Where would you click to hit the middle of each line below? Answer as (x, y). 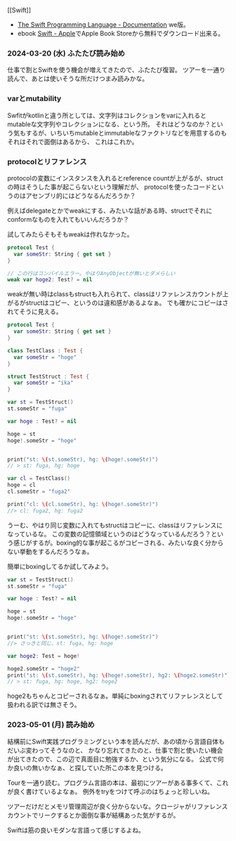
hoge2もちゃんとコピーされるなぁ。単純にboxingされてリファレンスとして (115, 696)
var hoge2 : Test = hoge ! (44, 656)
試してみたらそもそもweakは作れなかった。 (70, 234)
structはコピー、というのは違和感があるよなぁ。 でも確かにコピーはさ (127, 303)
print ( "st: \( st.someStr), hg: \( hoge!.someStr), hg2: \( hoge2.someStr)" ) (119, 675)
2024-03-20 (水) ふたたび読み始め (66, 53)
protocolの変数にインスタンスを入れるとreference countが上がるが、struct (115, 178)
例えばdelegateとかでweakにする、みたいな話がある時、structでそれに (110, 211)
